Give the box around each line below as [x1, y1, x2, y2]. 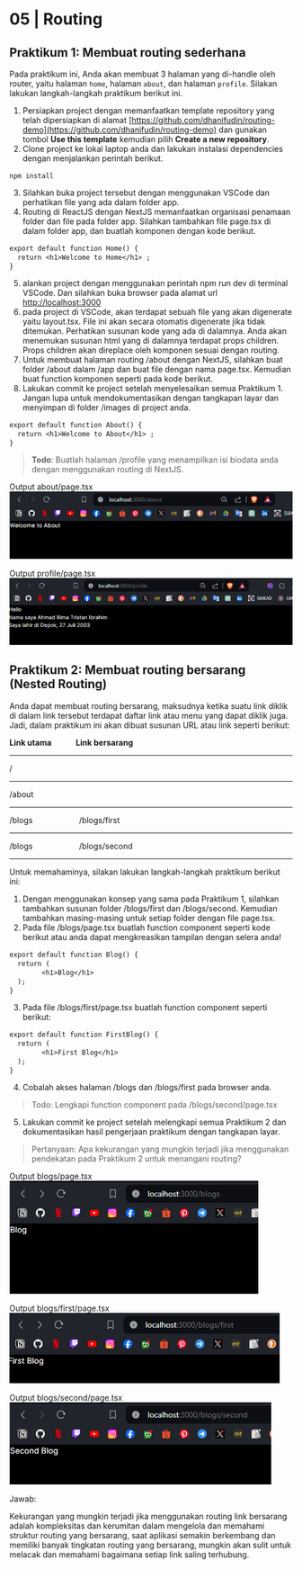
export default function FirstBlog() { [9, 1030, 159, 1039]
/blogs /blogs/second [9, 840, 133, 851]
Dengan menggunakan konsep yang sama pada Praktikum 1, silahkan [22, 893, 280, 904]
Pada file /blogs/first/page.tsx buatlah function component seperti [22, 1001, 268, 1012]
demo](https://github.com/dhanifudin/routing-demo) [22, 124, 218, 135]
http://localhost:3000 [22, 297, 102, 308]
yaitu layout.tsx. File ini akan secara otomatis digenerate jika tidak [22, 316, 266, 327]
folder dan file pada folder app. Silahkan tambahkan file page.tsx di [22, 216, 271, 227]
